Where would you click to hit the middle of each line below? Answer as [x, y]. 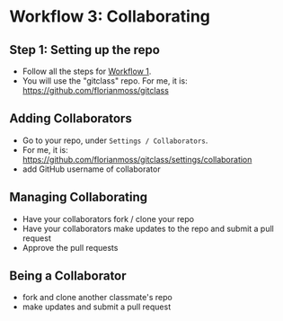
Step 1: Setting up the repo [84, 50]
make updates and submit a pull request [97, 307]
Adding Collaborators [71, 119]
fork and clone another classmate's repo [97, 298]
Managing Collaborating [79, 197]
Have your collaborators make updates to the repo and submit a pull [148, 228]
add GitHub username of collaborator [91, 169]
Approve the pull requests [70, 247]
